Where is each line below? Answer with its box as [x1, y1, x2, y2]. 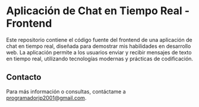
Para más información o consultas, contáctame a [6, 87, 126, 95]
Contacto [6, 72, 42, 82]
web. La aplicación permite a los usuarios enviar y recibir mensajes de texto [6, 48, 192, 56]
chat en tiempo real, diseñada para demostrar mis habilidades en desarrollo [6, 43, 191, 50]
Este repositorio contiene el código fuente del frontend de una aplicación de [6, 36, 192, 43]
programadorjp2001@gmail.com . [6, 94, 87, 101]
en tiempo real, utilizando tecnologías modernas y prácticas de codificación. [6, 55, 194, 62]
